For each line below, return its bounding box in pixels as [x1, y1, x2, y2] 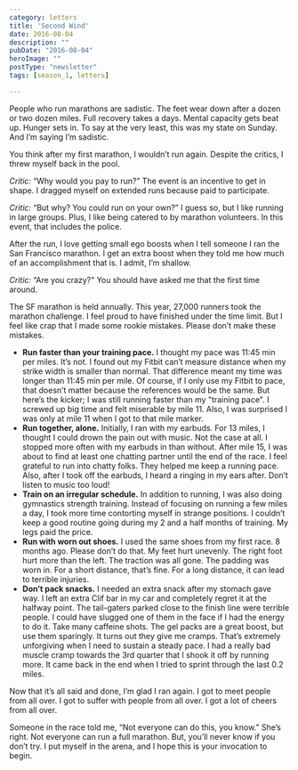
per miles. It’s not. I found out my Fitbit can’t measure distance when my [21, 356, 286, 367]
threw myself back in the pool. [9, 158, 120, 169]
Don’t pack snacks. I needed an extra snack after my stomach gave [21, 583, 271, 594]
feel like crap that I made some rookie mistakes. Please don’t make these [9, 320, 277, 330]
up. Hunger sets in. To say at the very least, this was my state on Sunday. [9, 122, 278, 133]
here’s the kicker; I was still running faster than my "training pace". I [21, 393, 270, 405]
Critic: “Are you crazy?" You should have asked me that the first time [9, 274, 261, 285]
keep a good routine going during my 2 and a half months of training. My [21, 517, 289, 528]
